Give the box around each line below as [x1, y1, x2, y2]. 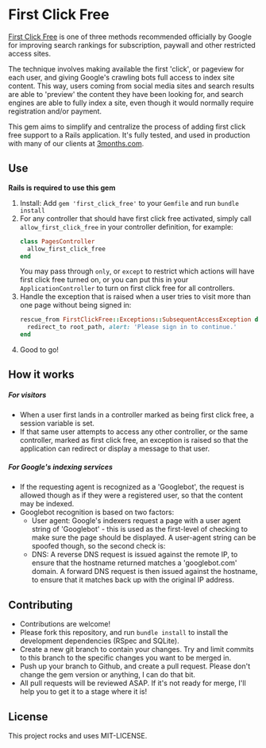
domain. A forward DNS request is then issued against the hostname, [31, 567, 258, 576]
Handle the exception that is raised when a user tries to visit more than [19, 292, 252, 301]
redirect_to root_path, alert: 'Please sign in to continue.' [27, 324, 237, 331]
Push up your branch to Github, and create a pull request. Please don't [19, 661, 251, 671]
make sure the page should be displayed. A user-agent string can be [31, 533, 256, 542]
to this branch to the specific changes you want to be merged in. [19, 653, 232, 663]
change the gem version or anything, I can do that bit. [19, 670, 196, 680]
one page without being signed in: [19, 300, 132, 310]
